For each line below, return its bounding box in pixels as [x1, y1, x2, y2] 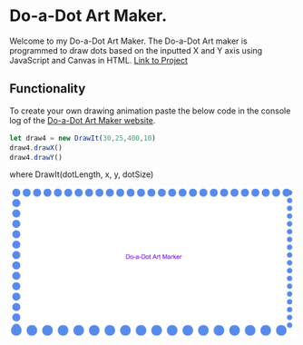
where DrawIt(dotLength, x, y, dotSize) [9, 169, 154, 180]
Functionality [9, 81, 86, 96]
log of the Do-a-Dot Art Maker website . [9, 114, 156, 125]
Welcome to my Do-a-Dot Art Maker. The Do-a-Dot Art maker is [9, 35, 248, 46]
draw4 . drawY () [9, 153, 64, 162]
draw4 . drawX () [9, 143, 64, 153]
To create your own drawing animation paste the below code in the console [9, 105, 291, 116]
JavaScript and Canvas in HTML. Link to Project [9, 54, 189, 65]
